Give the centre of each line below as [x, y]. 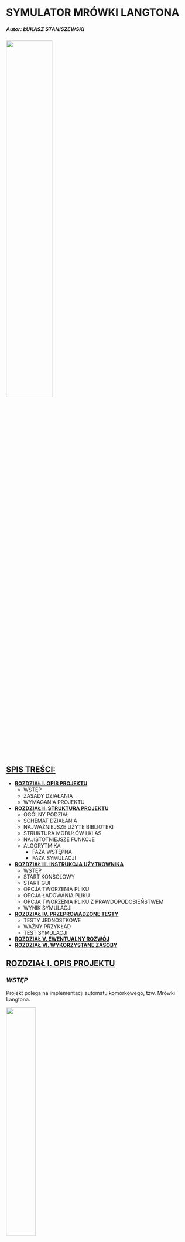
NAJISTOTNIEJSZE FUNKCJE [59, 839]
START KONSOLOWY [49, 876]
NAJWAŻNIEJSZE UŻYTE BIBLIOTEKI [68, 827]
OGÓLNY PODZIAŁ [46, 814]
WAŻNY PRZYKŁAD [47, 926]
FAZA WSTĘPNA [52, 852]
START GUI [37, 883]
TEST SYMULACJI [45, 932]
